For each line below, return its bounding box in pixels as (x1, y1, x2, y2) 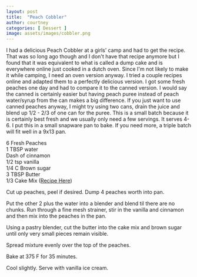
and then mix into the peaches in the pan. (6, 213, 107, 220)
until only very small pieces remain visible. (6, 230, 109, 238)
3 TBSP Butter (6, 171, 41, 178)
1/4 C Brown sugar (6, 164, 51, 172)
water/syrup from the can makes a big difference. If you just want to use (6, 97, 181, 104)
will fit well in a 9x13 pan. (6, 128, 66, 136)
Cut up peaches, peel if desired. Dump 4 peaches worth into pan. (6, 189, 165, 196)
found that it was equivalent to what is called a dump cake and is (6, 60, 163, 67)
